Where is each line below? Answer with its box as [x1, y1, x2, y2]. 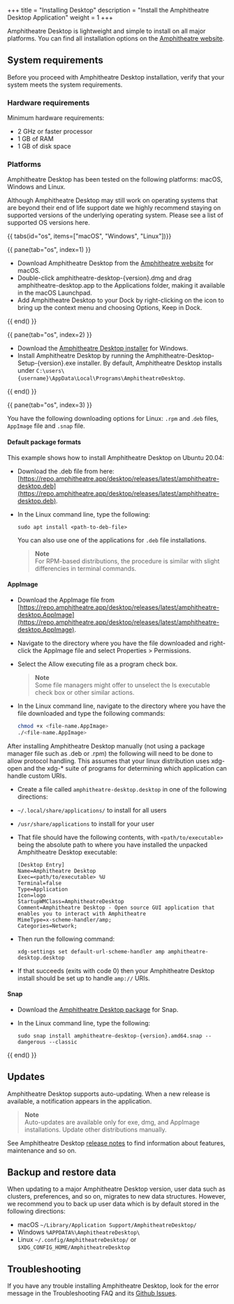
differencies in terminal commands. [34, 564, 137, 572]
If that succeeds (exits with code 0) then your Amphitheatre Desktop [17, 966, 215, 975]
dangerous [17, 1038, 47, 1046]
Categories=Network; [17, 922, 78, 929]
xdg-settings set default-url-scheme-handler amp [17, 948, 166, 955]
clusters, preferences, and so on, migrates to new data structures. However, [7, 1192, 226, 1201]
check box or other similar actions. [34, 688, 135, 697]
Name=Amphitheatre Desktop [17, 867, 96, 875]
